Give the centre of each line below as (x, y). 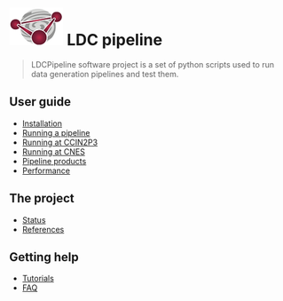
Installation (42, 123)
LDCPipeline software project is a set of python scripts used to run (153, 64)
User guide (40, 102)
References (43, 229)
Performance (46, 170)
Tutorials (38, 279)
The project (42, 198)
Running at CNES (54, 151)
